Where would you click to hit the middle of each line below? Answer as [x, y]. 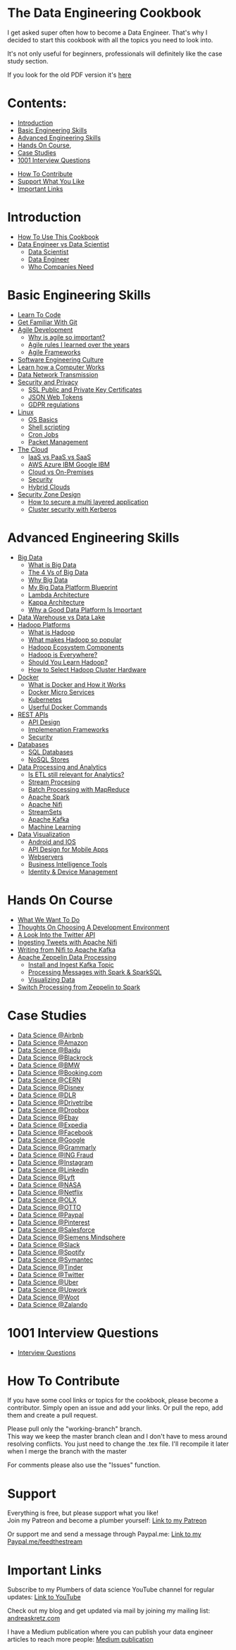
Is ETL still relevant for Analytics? [76, 774]
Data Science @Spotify [51, 1252]
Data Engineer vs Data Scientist [63, 244]
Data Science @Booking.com [60, 1072]
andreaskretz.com [34, 1618]
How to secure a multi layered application [88, 502]
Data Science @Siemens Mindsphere [71, 1237]
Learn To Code [39, 314]
